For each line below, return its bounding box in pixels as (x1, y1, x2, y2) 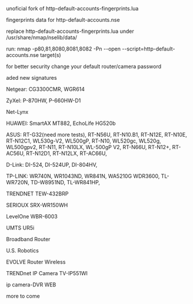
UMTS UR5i (6, 224, 35, 231)
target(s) (40, 52, 61, 58)
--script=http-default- (121, 45, 175, 52)
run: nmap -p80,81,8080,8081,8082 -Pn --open (6, 45, 121, 52)
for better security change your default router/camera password (6, 63, 162, 70)
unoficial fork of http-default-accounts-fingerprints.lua (6, 5, 139, 12)
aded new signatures (6, 75, 57, 81)
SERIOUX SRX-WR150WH (6, 202, 68, 208)
